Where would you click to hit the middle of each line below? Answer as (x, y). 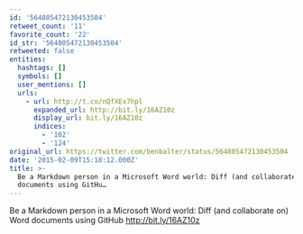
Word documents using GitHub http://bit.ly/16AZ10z (105, 220)
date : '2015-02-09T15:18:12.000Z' (74, 160)
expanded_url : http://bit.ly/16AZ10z (104, 110)
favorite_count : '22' (50, 34)
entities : (28, 59)
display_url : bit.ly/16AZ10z (88, 118)
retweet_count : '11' (48, 26)
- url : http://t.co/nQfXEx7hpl (84, 101)
